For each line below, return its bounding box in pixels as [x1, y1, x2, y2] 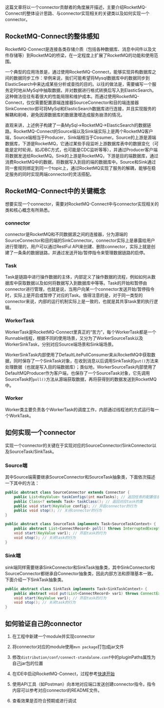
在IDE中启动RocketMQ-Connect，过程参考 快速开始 [12, 671, 115, 677]
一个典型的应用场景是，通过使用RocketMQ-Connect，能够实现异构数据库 [5, 69, 152, 75]
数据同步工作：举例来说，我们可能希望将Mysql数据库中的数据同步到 [13, 75, 150, 81]
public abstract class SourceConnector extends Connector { [5, 490, 130, 495]
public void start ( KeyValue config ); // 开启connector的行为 [14, 504, 137, 508]
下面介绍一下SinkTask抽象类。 [5, 577, 66, 582]
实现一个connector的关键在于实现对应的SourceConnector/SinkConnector [5, 442, 152, 448]
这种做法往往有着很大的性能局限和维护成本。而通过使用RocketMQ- [5, 93, 140, 99]
